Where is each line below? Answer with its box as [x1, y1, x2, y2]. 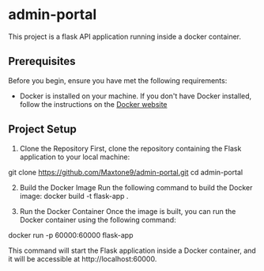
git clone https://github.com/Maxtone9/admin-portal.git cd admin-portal [8, 167, 243, 177]
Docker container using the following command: [19, 215, 176, 224]
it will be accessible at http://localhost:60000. [8, 254, 157, 263]
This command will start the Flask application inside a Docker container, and [8, 246, 257, 255]
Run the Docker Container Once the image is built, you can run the [19, 206, 236, 216]
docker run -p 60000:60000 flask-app [8, 230, 134, 239]
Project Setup [8, 123, 77, 136]
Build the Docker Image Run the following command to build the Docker [19, 182, 253, 192]
